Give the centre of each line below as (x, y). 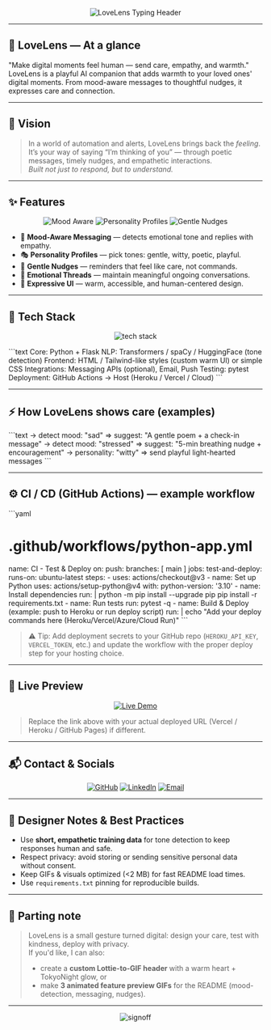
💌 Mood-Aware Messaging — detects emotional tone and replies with (137, 237)
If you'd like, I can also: (66, 953)
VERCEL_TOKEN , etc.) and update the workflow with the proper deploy (140, 644)
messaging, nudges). (110, 994)
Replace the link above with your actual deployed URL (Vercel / (133, 721)
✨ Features (37, 202)
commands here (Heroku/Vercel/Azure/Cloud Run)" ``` (98, 620)
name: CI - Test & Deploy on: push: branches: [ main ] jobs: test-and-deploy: (135, 568)
